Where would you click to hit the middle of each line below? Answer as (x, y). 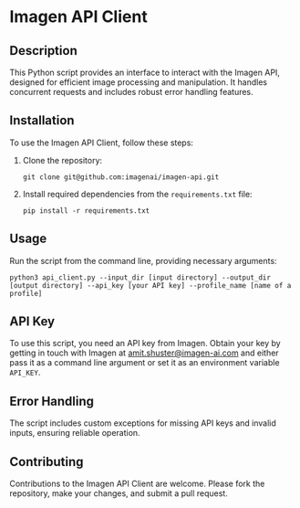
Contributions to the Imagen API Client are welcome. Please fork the (137, 484)
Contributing (47, 462)
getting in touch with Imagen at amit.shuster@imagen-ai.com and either (145, 353)
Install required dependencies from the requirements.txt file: (137, 194)
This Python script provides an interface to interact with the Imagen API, (145, 72)
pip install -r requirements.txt (86, 211)
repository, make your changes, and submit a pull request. (119, 493)
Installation (42, 121)
